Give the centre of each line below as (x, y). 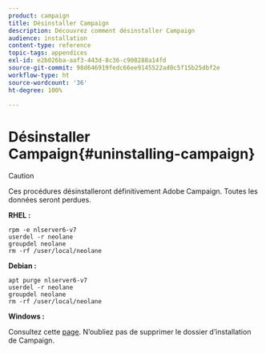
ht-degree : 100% (35, 90)
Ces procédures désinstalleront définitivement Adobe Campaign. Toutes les (133, 191)
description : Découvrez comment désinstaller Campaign (102, 30)
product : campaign (39, 16)
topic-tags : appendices (48, 53)
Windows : (26, 316)
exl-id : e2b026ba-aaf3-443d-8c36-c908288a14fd (87, 61)
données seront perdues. (50, 200)
